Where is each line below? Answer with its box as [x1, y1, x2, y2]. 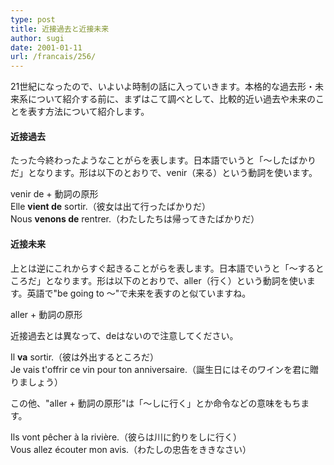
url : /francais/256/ [10, 52, 97, 62]
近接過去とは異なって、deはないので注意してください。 [10, 329, 239, 341]
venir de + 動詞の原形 [10, 188, 99, 200]
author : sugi [10, 33, 65, 43]
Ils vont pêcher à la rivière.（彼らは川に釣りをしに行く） [10, 431, 243, 443]
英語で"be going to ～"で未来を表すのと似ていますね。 [26, 287, 252, 299]
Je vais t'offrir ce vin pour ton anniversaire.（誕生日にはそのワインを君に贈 [10, 363, 320, 375]
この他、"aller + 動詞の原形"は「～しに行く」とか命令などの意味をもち [10, 397, 302, 409]
